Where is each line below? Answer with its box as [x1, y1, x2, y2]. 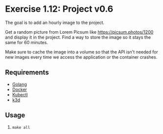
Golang [12, 81, 27, 87]
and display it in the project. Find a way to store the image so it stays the [5, 34, 151, 40]
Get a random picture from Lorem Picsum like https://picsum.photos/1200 [5, 29, 154, 35]
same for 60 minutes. [5, 39, 48, 45]
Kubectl [12, 91, 28, 97]
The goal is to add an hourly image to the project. [5, 20, 105, 25]
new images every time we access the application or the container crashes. [5, 54, 158, 60]
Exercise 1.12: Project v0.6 [5, 3, 114, 15]
